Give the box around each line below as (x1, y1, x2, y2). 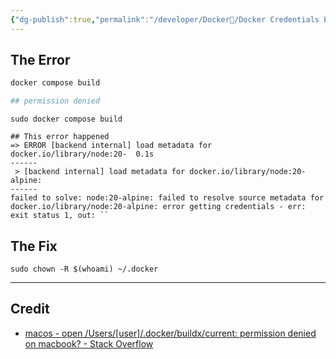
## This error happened (10, 132, 110, 142)
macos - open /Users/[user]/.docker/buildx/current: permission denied (24, 327, 317, 339)
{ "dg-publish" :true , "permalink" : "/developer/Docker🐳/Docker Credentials (10, 14, 320, 25)
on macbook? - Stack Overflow (24, 337, 154, 350)
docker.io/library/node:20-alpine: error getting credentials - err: (10, 202, 307, 212)
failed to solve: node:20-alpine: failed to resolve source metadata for (10, 193, 325, 203)
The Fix (10, 237, 58, 255)
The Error (10, 52, 71, 69)
